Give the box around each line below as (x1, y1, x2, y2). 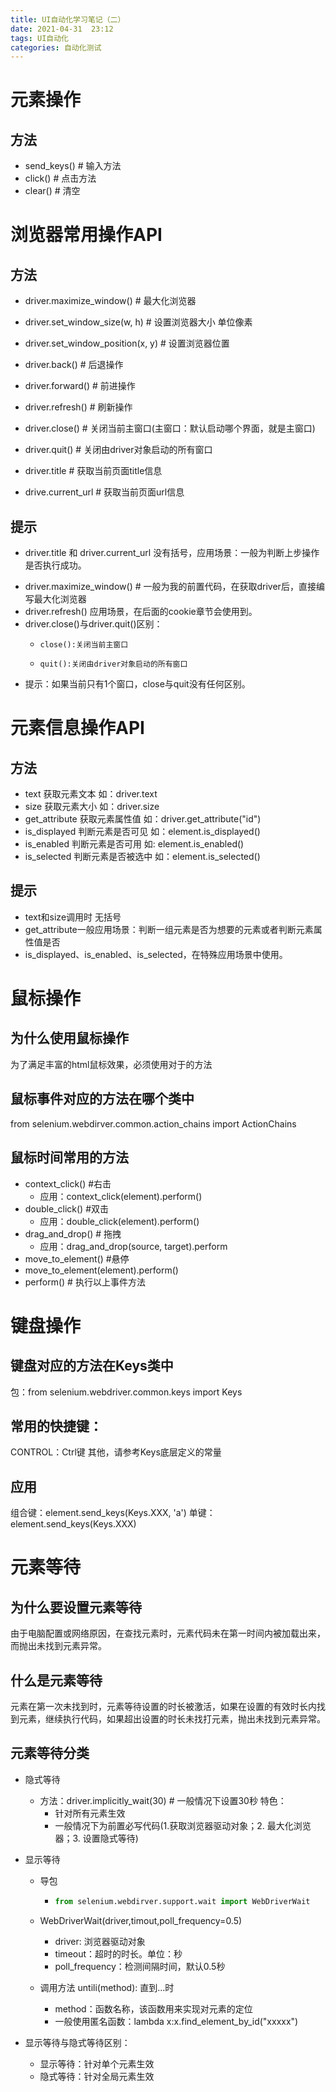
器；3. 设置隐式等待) (54, 1832, 139, 1844)
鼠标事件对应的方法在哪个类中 (10, 1091, 195, 1108)
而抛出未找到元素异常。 (10, 1640, 107, 1652)
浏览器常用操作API (10, 224, 163, 246)
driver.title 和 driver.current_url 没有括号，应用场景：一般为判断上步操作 (24, 547, 320, 559)
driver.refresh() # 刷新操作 (24, 401, 133, 413)
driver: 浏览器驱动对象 (54, 1935, 146, 1947)
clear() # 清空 (24, 185, 81, 197)
